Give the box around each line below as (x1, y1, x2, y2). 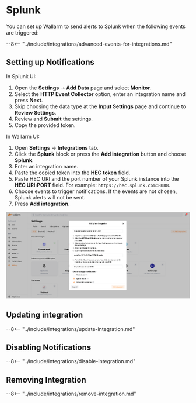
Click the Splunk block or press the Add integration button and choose (14, 150, 187, 157)
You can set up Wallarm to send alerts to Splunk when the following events (6, 23, 185, 30)
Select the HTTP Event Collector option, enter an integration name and (14, 90, 185, 97)
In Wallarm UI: (6, 133, 40, 140)
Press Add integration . (14, 200, 70, 207)
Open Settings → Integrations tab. (14, 144, 99, 151)
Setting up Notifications (6, 57, 95, 67)
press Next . (14, 97, 43, 104)
